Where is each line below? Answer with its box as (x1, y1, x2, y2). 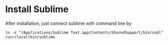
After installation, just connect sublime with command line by (5, 20, 132, 26)
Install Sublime (5, 4, 69, 15)
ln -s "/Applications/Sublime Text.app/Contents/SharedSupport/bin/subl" (5, 30, 164, 35)
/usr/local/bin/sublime (5, 34, 55, 39)
